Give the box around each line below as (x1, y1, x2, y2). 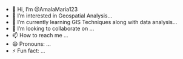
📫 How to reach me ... (12, 32, 68, 39)
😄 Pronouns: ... (12, 40, 52, 48)
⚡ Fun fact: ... (12, 47, 45, 54)
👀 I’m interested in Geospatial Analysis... (12, 12, 113, 19)
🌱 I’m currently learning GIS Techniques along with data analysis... (12, 19, 178, 25)
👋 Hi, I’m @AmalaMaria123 (12, 6, 78, 13)
